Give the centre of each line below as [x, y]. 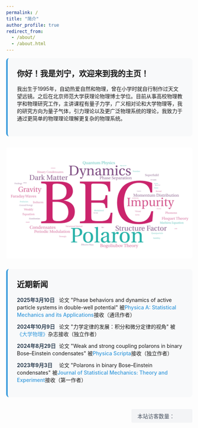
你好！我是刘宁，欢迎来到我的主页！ [83, 74]
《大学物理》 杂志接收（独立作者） [58, 334]
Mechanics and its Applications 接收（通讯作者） [76, 315]
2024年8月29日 [36, 346]
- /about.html [29, 44]
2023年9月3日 [35, 365]
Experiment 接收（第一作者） [52, 380]
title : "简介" [23, 19]
